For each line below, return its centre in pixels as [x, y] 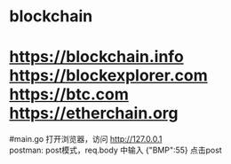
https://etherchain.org [94, 113]
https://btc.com [69, 94]
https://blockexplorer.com [108, 76]
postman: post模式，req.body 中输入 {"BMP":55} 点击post [115, 150]
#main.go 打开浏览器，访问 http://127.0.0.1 [86, 139]
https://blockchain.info [96, 57]
